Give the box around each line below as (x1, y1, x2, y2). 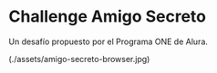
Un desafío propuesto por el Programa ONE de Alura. (8, 36, 209, 47)
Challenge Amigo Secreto (8, 6, 207, 27)
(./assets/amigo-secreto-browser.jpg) (8, 53, 150, 64)
